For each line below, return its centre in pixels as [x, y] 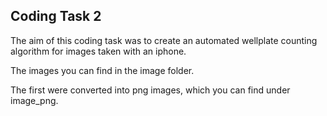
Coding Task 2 [56, 16]
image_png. [34, 100]
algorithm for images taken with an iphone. [98, 51]
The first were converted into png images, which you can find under [150, 90]
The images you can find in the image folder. [102, 70]
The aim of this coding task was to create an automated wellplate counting [164, 40]
